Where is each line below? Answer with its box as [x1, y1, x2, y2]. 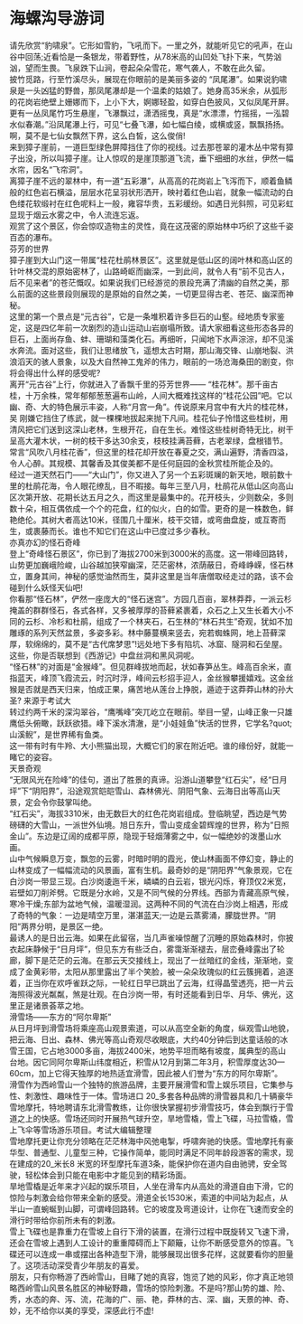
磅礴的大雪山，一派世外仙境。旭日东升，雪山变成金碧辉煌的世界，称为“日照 [9, 819, 290, 830]
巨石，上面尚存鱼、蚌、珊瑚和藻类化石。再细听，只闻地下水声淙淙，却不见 [9, 333, 286, 344]
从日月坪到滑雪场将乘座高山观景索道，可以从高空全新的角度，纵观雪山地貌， [9, 1022, 294, 1033]
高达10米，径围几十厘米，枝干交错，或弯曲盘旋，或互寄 [71, 514, 279, 525]
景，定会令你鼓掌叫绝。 [9, 796, 96, 807]
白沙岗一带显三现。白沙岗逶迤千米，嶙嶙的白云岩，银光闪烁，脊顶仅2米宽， [9, 876, 291, 887]
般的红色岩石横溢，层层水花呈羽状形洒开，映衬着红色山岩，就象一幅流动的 [9, 186, 286, 197]
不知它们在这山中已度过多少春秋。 [87, 525, 215, 536]
